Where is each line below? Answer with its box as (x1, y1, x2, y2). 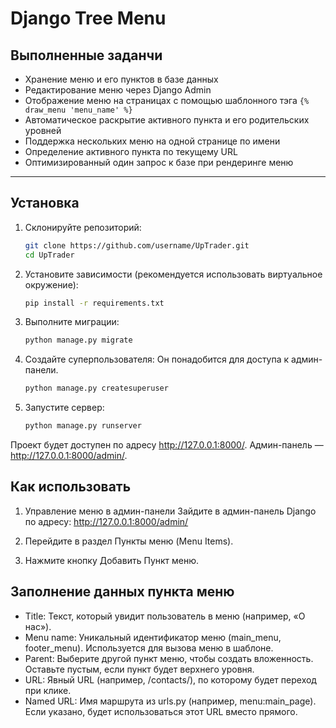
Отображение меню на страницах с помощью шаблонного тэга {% (24, 95, 310, 106)
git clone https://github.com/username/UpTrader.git (24, 240, 250, 251)
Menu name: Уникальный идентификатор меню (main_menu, (24, 631, 282, 643)
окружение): (24, 278, 79, 291)
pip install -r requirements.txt (24, 298, 165, 308)
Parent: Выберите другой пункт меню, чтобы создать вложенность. (24, 652, 314, 664)
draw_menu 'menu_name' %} (24, 105, 133, 115)
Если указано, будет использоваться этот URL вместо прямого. (24, 705, 298, 717)
